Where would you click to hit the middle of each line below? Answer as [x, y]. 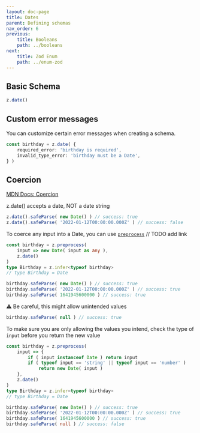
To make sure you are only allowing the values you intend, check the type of [100, 329]
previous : [19, 34]
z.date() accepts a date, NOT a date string [58, 206]
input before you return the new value [53, 335]
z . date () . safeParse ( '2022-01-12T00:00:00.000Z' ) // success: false [95, 223]
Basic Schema [33, 86]
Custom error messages [52, 119]
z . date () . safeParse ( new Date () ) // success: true [72, 217]
